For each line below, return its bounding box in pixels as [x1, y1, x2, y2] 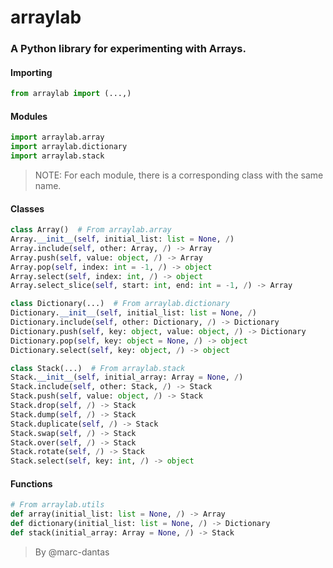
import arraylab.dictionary [10, 142, 128, 152]
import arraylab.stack [10, 151, 105, 161]
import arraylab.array [10, 132, 105, 143]
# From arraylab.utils [10, 500, 105, 510]
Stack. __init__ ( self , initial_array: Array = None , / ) [10, 372, 244, 383]
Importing [10, 66, 53, 78]
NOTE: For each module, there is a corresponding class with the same [34, 169, 324, 181]
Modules [10, 110, 48, 122]
